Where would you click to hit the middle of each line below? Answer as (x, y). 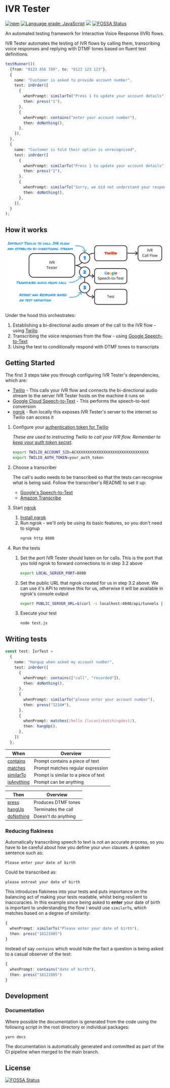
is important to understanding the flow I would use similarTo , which (76, 908)
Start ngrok (24, 507)
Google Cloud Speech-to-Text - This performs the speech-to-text (81, 401)
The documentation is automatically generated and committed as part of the (85, 1046)
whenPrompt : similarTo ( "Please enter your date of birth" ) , (74, 928)
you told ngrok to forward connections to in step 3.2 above (81, 563)
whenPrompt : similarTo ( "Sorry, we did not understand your (87, 187)
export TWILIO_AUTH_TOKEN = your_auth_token (58, 458)
